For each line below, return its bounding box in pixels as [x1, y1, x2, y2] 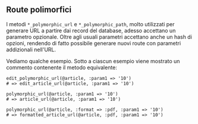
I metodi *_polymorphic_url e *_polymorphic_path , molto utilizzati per [6, 20, 175, 27]
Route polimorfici [6, 5, 72, 15]
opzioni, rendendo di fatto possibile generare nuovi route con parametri [6, 39, 181, 46]
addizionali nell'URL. [6, 46, 56, 53]
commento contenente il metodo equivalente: [6, 64, 118, 71]
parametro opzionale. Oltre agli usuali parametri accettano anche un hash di [6, 33, 192, 41]
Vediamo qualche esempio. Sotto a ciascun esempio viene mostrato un [6, 57, 180, 64]
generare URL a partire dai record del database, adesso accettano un [6, 27, 176, 34]
